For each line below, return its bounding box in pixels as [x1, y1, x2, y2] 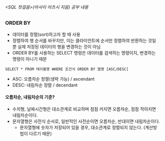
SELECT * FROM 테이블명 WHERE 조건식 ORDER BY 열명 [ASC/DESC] [5, 66, 129, 72]
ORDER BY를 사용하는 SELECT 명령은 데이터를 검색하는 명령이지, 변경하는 [12, 50, 156, 56]
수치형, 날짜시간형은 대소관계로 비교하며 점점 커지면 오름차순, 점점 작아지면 [12, 106, 157, 112]
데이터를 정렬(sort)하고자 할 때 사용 [12, 31, 81, 37]
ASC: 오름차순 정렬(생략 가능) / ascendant [12, 76, 95, 82]
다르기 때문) [29, 130, 52, 137]
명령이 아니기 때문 [12, 56, 47, 62]
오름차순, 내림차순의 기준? [5, 94, 55, 100]
